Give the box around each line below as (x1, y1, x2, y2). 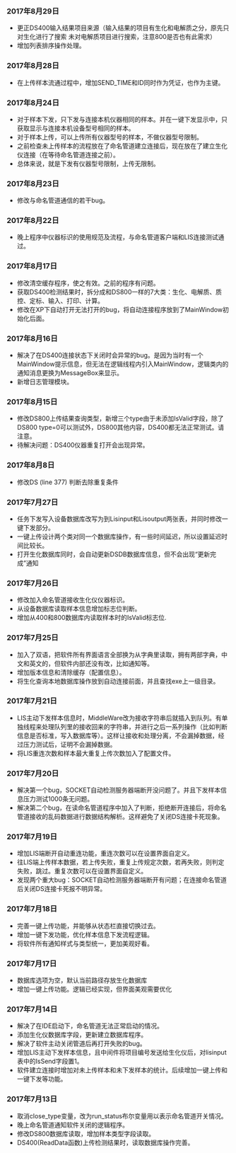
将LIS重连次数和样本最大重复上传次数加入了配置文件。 (16, 749, 175, 757)
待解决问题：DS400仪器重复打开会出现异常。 (16, 441, 149, 449)
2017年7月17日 (6, 958, 57, 968)
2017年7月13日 (6, 1094, 58, 1104)
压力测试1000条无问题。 (23, 795, 93, 803)
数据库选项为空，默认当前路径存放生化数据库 (16, 976, 148, 985)
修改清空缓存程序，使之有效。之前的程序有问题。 (16, 278, 160, 287)
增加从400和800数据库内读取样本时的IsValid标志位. (16, 614, 167, 622)
